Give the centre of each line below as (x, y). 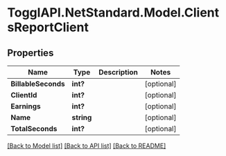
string (82, 117)
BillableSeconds (38, 84)
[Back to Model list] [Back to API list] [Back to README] (87, 146)
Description (118, 72)
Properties (31, 53)
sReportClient (48, 27)
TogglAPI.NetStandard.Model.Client (113, 13)
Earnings (26, 106)
